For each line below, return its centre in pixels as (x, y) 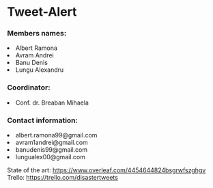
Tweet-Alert (42, 12)
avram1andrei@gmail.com (52, 143)
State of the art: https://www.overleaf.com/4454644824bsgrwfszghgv (106, 170)
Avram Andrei (35, 55)
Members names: (37, 33)
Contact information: (43, 120)
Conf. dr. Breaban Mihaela (52, 103)
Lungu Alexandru (40, 70)
